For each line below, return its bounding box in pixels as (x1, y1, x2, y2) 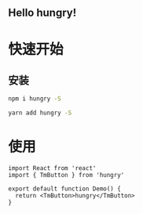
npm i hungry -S (8, 95, 61, 103)
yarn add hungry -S (8, 109, 72, 117)
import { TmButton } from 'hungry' (8, 172, 125, 180)
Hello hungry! (8, 6, 77, 20)
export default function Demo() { (8, 185, 122, 193)
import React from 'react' (8, 165, 97, 172)
